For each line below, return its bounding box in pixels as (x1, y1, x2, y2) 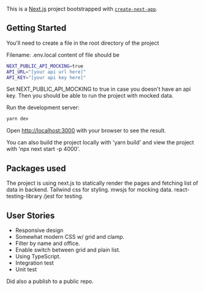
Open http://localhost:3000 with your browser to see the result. (6, 127, 167, 134)
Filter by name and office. (15, 239, 80, 247)
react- (174, 186, 190, 193)
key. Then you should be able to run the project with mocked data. (6, 92, 174, 99)
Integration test (15, 259, 54, 266)
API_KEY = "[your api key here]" (6, 74, 86, 80)
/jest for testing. (43, 193, 84, 200)
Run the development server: (6, 104, 80, 111)
